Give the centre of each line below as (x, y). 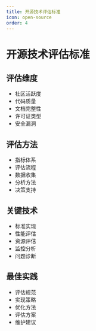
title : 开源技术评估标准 (33, 12)
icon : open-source (29, 17)
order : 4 (17, 23)
